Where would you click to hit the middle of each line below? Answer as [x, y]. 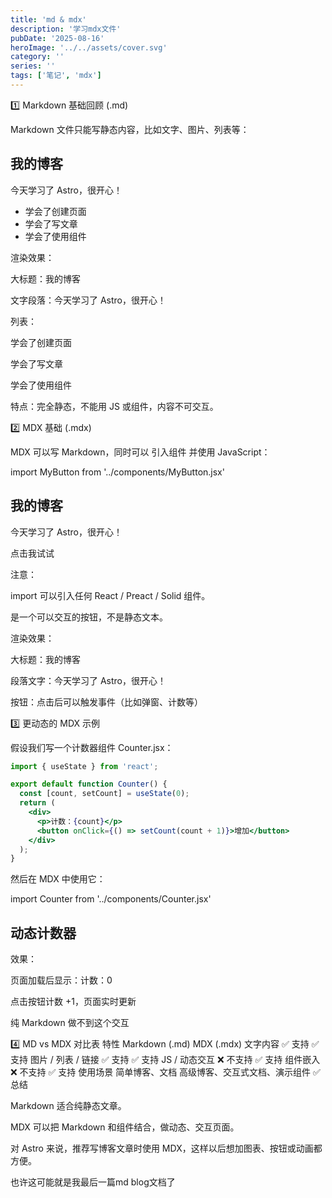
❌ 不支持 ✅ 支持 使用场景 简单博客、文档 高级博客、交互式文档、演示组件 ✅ [165, 1072]
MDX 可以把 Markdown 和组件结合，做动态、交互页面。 [125, 1127]
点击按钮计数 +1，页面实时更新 [73, 1002]
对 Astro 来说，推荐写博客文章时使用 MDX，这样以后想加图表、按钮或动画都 [166, 1148]
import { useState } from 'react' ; [84, 766]
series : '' [33, 66]
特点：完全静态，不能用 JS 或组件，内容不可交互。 [114, 406]
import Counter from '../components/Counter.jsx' [111, 899]
